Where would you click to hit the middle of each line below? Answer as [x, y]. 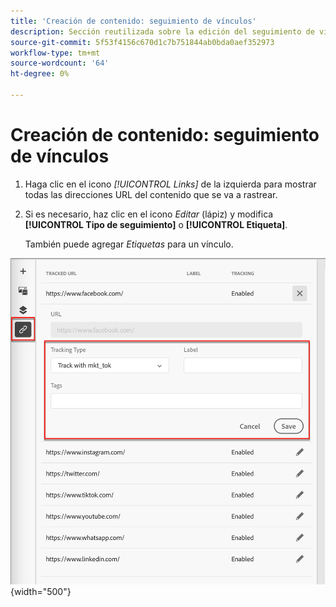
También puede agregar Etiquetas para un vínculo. [129, 244]
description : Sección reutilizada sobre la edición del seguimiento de [162, 31]
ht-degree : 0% [40, 74]
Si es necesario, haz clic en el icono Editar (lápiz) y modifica [149, 214]
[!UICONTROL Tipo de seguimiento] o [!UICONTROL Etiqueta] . [156, 224]
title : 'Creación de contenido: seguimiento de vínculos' [133, 21]
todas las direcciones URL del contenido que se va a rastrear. [151, 194]
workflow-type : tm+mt [55, 53]
